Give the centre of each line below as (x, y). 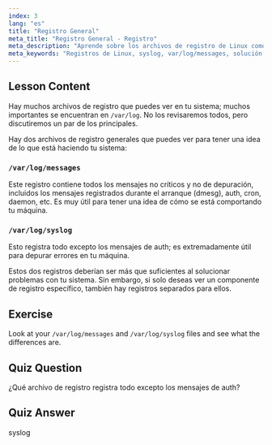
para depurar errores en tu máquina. (69, 256)
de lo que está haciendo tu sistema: (68, 148)
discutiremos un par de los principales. (73, 123)
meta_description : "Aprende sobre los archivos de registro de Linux (128, 46)
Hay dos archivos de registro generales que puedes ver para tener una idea (134, 139)
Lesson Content (49, 86)
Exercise (31, 314)
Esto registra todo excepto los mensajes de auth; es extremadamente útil (130, 247)
